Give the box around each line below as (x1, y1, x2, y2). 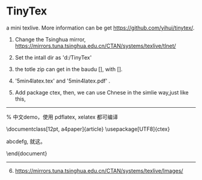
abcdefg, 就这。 (6, 137, 46, 145)
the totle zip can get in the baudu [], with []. (14, 65, 123, 73)
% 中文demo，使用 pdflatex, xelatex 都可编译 (6, 113, 118, 120)
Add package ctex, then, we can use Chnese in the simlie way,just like (14, 88, 189, 96)
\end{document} (6, 149, 47, 157)
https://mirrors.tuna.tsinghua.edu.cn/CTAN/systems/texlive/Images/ (14, 167, 183, 174)
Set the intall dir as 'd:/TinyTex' (14, 54, 92, 61)
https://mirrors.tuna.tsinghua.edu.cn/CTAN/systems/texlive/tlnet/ (14, 42, 176, 49)
